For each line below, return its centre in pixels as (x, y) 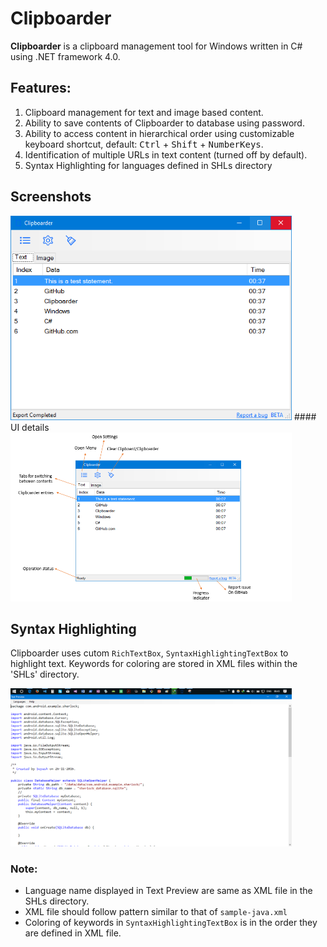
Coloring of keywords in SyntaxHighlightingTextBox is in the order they (171, 923)
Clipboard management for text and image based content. (144, 112)
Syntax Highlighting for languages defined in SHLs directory (148, 165)
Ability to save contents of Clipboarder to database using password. (164, 123)
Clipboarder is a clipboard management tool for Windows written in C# (156, 46)
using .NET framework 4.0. (65, 56)
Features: (41, 88)
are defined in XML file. (73, 933)
